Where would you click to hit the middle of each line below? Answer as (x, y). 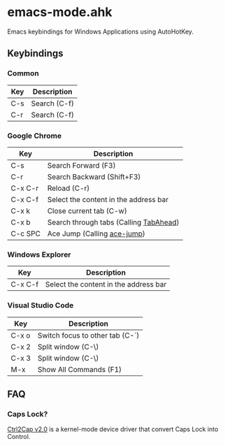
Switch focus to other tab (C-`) (88, 335)
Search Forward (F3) (81, 165)
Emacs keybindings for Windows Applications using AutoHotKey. (101, 31)
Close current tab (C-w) (87, 210)
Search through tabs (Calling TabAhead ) (113, 222)
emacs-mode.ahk (60, 12)
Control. (19, 437)
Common (23, 73)
